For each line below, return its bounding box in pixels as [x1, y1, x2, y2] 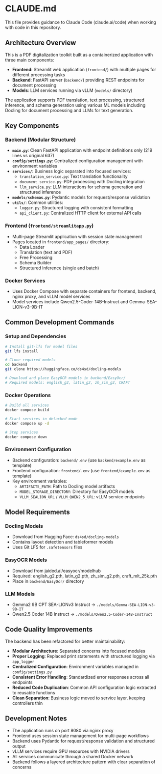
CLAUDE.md [5, 3, 57, 14]
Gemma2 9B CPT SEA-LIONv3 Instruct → [12, 602, 96, 607]
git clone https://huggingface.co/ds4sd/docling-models [5, 367, 121, 372]
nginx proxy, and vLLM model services [12, 293, 91, 300]
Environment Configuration [5, 446, 71, 453]
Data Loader [19, 244, 45, 250]
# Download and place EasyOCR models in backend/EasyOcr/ [5, 375, 126, 381]
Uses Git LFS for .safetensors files [12, 544, 83, 550]
